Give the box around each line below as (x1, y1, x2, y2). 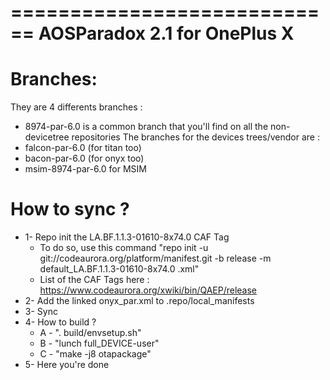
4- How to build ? (24, 316, 97, 328)
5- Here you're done (24, 359, 110, 371)
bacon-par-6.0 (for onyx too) (24, 152, 145, 165)
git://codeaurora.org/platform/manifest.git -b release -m (39, 252, 272, 265)
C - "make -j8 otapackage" (39, 348, 152, 360)
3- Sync (24, 306, 58, 318)
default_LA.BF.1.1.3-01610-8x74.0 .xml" (39, 263, 200, 275)
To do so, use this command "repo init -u (39, 242, 209, 254)
